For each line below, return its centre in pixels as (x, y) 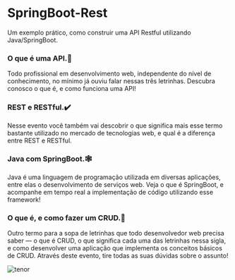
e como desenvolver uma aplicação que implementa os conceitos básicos (115, 248)
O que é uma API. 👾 (40, 58)
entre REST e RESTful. (40, 140)
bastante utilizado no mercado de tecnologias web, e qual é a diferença (111, 133)
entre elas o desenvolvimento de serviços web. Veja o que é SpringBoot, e (115, 184)
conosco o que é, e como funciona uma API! (72, 89)
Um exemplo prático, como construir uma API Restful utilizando (100, 32)
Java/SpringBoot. (33, 39)
